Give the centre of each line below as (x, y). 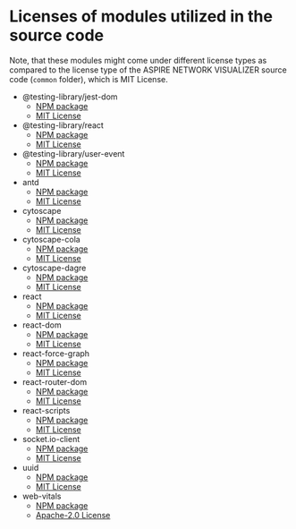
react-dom (42, 325)
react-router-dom (55, 381)
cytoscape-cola (51, 239)
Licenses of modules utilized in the (141, 17)
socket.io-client (51, 439)
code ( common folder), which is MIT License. (89, 79)
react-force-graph (56, 353)
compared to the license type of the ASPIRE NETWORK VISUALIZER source (148, 70)
